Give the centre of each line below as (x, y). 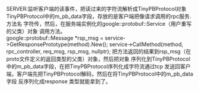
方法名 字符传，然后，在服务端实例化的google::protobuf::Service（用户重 (97, 24)
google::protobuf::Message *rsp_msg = (55, 38)
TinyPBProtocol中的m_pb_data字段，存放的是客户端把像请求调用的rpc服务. (99, 16)
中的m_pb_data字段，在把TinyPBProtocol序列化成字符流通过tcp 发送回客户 (99, 66)
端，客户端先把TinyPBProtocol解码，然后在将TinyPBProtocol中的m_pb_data (100, 74)
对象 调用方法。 (46, 31)
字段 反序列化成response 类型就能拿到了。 (59, 81)
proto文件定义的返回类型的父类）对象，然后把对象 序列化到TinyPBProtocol (98, 59)
